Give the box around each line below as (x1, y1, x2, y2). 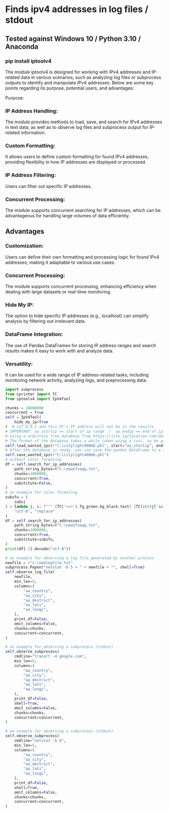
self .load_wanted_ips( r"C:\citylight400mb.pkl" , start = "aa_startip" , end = (5, 443, 165, 448)
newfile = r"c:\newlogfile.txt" (5, 560, 73, 565)
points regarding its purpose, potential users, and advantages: (5, 85, 134, 91)
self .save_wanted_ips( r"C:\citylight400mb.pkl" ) (5, 452, 109, 458)
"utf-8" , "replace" (14, 509, 55, 514)
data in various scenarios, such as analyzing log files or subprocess (21, 74, 161, 80)
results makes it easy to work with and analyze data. (5, 348, 114, 354)
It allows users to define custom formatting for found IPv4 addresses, (5, 154, 149, 160)
